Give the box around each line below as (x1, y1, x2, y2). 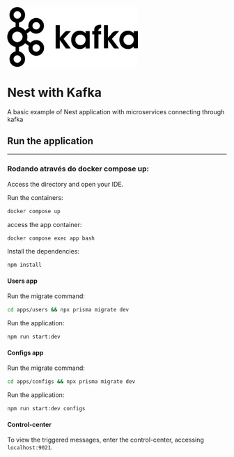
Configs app (7, 348, 44, 357)
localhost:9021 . (7, 443, 54, 451)
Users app (7, 277, 38, 285)
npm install (7, 261, 42, 269)
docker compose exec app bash (7, 235, 95, 242)
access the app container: (7, 220, 82, 228)
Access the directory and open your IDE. (7, 180, 124, 188)
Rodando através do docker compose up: (7, 164, 150, 173)
